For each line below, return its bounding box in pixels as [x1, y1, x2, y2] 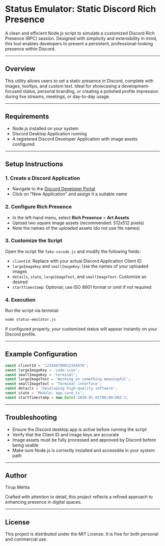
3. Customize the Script [5, 237, 63, 244]
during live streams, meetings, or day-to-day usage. [5, 93, 110, 99]
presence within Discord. [5, 46, 55, 52]
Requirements [5, 112, 49, 121]
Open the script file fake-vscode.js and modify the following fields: [5, 248, 141, 254]
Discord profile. [5, 331, 36, 337]
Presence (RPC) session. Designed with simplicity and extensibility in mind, [5, 35, 158, 41]
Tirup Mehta [5, 485, 30, 490]
